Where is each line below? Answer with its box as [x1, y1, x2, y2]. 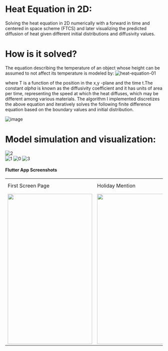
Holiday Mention [97, 182, 136, 189]
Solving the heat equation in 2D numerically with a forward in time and [5, 20, 150, 26]
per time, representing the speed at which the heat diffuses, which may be [5, 90, 159, 96]
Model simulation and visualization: [5, 134, 156, 145]
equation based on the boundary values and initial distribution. [5, 106, 134, 112]
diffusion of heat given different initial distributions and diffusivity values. [5, 31, 155, 37]
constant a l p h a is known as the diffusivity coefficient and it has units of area [5, 85, 162, 91]
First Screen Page [7, 182, 50, 189]
